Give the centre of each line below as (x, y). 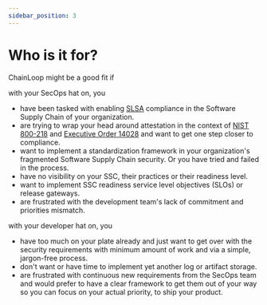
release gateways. (50, 193)
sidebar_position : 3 (43, 16)
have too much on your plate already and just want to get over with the (136, 241)
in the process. (44, 168)
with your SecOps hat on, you (57, 93)
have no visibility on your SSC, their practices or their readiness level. (134, 176)
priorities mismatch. (52, 210)
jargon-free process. (54, 258)
